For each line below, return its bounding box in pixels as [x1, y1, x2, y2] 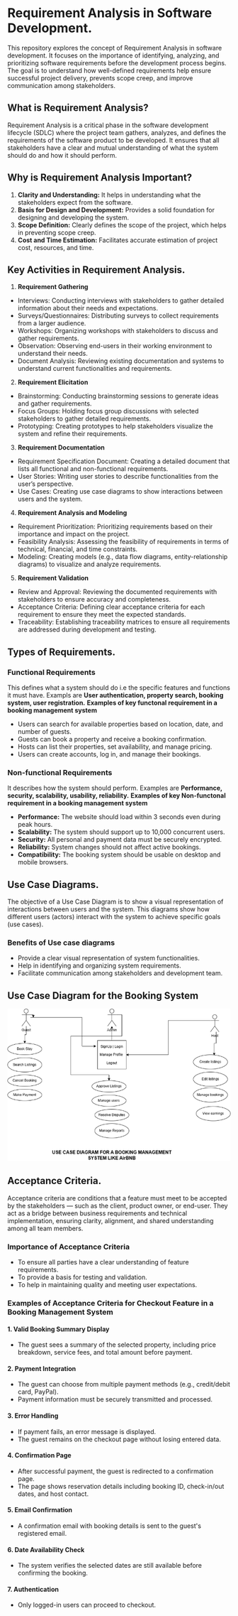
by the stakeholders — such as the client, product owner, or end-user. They [7, 1201, 228, 1210]
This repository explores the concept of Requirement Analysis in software [7, 43, 222, 52]
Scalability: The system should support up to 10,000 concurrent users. [17, 828, 225, 836]
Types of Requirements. [7, 646, 115, 658]
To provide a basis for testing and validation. [17, 1273, 147, 1281]
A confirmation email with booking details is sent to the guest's [17, 1522, 202, 1530]
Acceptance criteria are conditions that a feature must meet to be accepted [7, 1193, 227, 1202]
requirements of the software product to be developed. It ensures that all [7, 136, 220, 144]
